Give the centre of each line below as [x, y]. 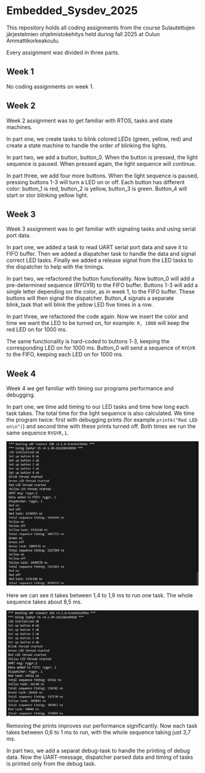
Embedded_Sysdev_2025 [72, 11]
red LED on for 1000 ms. [37, 330]
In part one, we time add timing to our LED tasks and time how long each [98, 407]
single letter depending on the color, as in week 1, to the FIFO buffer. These [101, 292]
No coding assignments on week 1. [50, 86]
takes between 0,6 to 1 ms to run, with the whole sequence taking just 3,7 [99, 732]
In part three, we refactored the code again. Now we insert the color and [97, 316]
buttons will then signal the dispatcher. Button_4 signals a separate [90, 298]
